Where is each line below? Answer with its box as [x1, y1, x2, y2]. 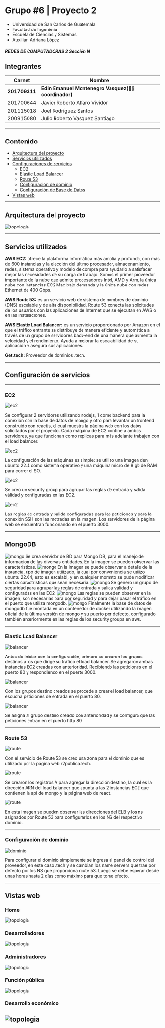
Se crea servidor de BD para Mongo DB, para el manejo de [25, 553, 144, 559]
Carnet [14, 77, 30, 84]
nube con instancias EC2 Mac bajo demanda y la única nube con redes [5, 282, 149, 287]
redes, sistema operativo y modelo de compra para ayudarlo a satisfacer [5, 266, 152, 272]
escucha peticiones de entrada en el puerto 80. [5, 693, 101, 699]
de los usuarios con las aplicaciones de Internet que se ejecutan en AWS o [5, 307, 156, 313]
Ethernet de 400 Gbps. [5, 287, 52, 293]
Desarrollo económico [5, 1000, 59, 1007]
